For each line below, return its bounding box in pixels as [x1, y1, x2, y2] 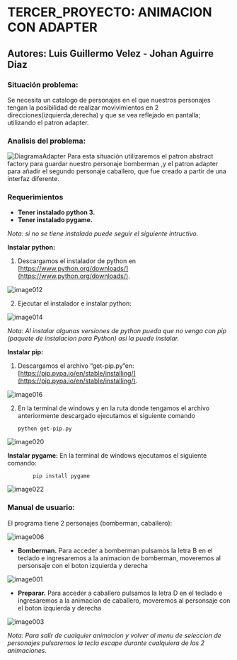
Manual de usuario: [7, 503, 76, 513]
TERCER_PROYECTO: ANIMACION [7, 4, 212, 21]
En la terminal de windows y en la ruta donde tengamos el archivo [17, 404, 210, 412]
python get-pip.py [17, 425, 72, 432]
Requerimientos [7, 192, 64, 202]
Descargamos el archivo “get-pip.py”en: [17, 361, 134, 370]
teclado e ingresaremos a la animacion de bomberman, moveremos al [17, 553, 221, 562]
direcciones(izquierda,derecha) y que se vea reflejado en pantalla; [7, 110, 201, 119]
